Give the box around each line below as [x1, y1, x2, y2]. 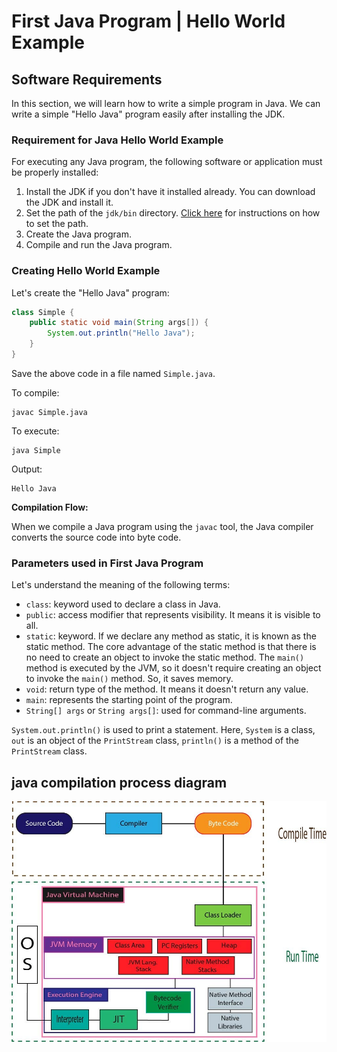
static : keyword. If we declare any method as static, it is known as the [25, 630, 317, 642]
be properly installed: [11, 166, 99, 179]
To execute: [11, 425, 60, 437]
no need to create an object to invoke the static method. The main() [25, 651, 305, 664]
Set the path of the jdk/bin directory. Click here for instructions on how [25, 207, 321, 219]
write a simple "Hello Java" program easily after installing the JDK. [11, 108, 286, 120]
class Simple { [11, 307, 75, 317]
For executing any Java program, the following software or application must [11, 156, 323, 168]
